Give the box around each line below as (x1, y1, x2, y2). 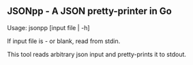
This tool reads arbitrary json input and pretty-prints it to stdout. (7, 50, 186, 58)
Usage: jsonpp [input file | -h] (7, 23, 90, 31)
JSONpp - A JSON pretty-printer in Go (7, 5, 172, 17)
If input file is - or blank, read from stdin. (7, 37, 121, 45)
